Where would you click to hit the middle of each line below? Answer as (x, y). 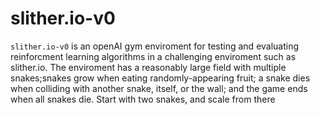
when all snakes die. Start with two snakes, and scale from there (143, 99)
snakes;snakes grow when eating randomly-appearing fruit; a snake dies (160, 78)
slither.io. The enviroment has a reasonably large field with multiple (148, 67)
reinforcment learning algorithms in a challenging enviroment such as (153, 56)
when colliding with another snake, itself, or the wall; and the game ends (159, 88)
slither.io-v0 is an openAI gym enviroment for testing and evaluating (155, 46)
